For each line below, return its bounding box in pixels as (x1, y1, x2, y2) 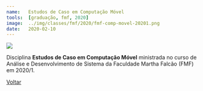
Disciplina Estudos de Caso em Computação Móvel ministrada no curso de (6, 54, 197, 61)
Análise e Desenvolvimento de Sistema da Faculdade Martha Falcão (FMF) (6, 60, 194, 67)
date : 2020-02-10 (6, 25, 56, 32)
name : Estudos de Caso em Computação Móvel (6, 8, 124, 15)
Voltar (6, 78, 21, 86)
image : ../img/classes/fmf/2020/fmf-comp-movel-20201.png (6, 20, 160, 26)
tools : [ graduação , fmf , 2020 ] (6, 15, 89, 21)
